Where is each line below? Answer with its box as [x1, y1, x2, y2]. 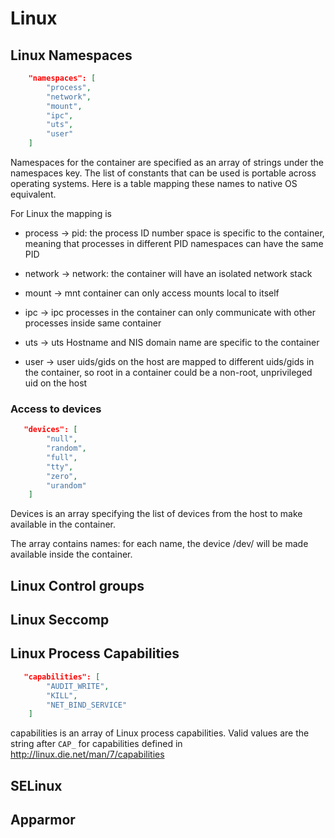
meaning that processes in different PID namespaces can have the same [24, 238, 324, 249]
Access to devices [10, 402, 102, 416]
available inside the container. [10, 548, 133, 561]
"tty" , [46, 462, 74, 472]
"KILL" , [46, 690, 78, 701]
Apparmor [10, 812, 76, 829]
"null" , [46, 434, 78, 444]
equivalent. [10, 188, 57, 200]
